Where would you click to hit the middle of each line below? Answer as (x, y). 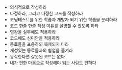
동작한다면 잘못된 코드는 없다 (37, 56)
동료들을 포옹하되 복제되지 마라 (39, 44)
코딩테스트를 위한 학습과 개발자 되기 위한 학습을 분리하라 (63, 19)
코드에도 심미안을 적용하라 (35, 38)
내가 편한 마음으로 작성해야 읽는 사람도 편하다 (53, 63)
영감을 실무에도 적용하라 (33, 32)
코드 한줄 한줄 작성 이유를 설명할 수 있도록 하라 (54, 26)
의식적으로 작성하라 (28, 7)
